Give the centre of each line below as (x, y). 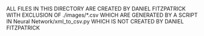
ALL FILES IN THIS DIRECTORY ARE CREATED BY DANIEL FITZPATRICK (96, 9)
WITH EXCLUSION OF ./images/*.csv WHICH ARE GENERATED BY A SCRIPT (102, 15)
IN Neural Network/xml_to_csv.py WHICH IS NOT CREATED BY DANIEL (95, 21)
